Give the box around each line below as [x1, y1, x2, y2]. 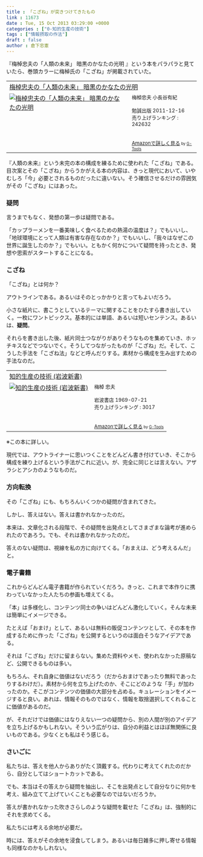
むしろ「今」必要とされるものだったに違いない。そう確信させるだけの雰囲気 [6, 174, 197, 182]
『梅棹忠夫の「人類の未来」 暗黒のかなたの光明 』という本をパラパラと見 [6, 60, 189, 67]
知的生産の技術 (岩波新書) [9, 372, 83, 381]
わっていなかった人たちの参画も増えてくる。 [6, 591, 117, 598]
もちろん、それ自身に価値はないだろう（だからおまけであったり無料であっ [6, 673, 192, 680]
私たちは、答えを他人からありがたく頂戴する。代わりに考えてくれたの [6, 762, 181, 770]
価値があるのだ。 [11, 703, 54, 710]
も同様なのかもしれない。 [6, 844, 70, 852]
